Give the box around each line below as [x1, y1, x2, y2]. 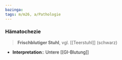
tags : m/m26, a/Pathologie [5, 12, 61, 17]
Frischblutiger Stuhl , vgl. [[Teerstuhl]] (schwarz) [17, 39, 118, 45]
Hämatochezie [5, 28, 41, 35]
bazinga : [5, 7, 23, 12]
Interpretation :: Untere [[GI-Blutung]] [12, 49, 89, 55]
